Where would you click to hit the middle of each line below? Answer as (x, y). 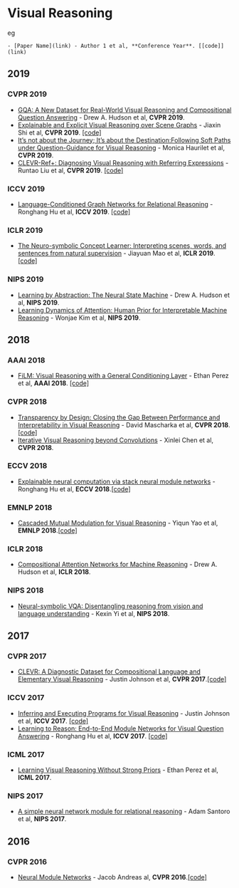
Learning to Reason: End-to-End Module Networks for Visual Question (121, 728)
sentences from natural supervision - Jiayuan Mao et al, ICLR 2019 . (116, 254)
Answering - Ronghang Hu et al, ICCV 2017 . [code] (92, 736)
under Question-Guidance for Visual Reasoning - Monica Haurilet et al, (121, 147)
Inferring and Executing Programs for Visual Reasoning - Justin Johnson (123, 713)
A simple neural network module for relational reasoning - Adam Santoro (124, 811)
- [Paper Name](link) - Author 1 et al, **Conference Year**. (101, 46)
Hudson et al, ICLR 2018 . (54, 572)
